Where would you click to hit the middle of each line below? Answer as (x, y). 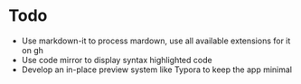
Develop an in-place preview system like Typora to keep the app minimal (157, 70)
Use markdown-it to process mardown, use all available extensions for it (156, 41)
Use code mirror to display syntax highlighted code (117, 60)
